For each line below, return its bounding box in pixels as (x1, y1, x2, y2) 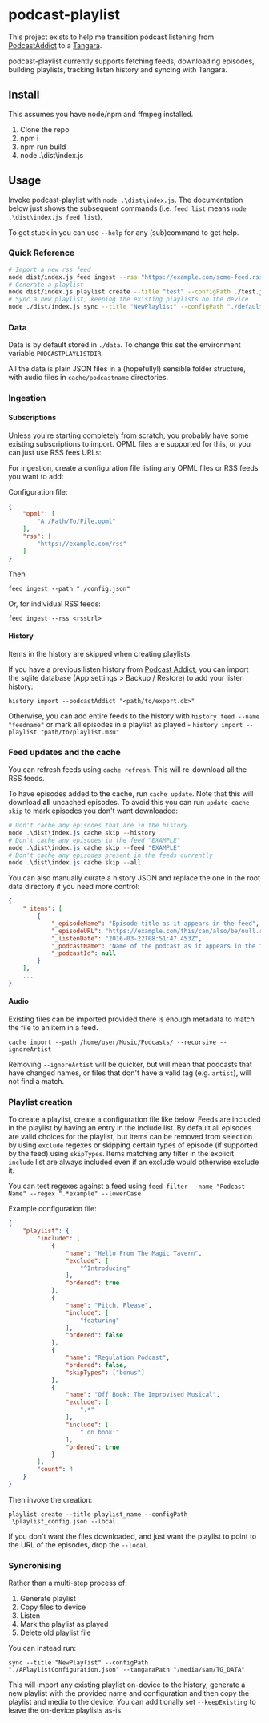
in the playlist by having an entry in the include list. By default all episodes (8, 1123, 252, 1133)
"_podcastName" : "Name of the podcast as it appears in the (50, 942, 256, 950)
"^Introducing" (79, 1264, 130, 1272)
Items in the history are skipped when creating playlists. (8, 649, 192, 658)
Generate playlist (19, 1594, 76, 1604)
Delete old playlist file (19, 1628, 91, 1637)
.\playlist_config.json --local (8, 1517, 116, 1525)
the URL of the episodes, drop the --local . (8, 1539, 150, 1549)
